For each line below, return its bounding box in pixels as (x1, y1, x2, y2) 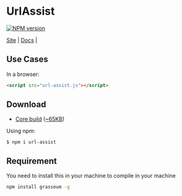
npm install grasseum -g (6, 184, 70, 190)
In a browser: (6, 70, 40, 78)
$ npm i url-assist (6, 139, 57, 145)
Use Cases (6, 54, 49, 65)
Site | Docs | (6, 36, 38, 43)
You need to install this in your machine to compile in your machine (6, 172, 176, 179)
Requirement (6, 156, 57, 166)
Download (6, 99, 46, 110)
